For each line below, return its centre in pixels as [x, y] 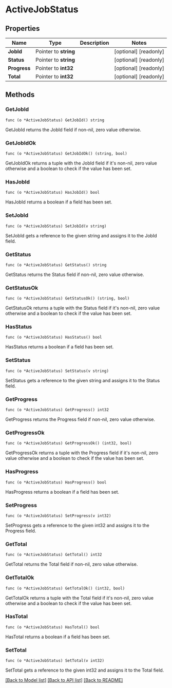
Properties [23, 29]
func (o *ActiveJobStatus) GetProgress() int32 [57, 410]
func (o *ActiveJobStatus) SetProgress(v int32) [58, 516]
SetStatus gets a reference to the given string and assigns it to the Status [83, 380]
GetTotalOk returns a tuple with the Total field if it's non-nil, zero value [80, 598]
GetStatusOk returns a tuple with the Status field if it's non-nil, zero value [83, 308]
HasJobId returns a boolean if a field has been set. [59, 202]
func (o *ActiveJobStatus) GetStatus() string [56, 265]
